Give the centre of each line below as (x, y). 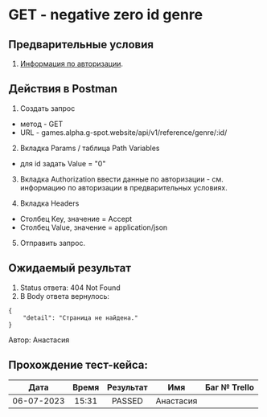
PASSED (127, 401)
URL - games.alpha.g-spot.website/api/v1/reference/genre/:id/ (123, 132)
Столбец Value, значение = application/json (94, 227)
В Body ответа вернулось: (65, 296)
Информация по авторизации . (71, 63)
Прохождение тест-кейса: (78, 365)
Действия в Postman (63, 89)
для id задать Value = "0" (63, 163)
